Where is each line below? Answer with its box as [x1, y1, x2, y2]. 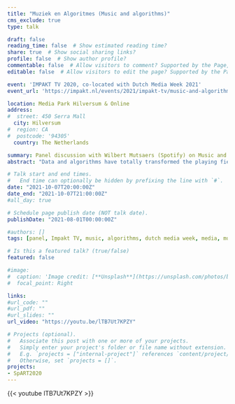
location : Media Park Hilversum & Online [7, 100, 130, 107]
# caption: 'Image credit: [7, 273, 90, 280]
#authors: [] [7, 229, 45, 236]
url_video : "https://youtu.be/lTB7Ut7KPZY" [7, 319, 136, 326]
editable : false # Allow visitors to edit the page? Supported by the [7, 68, 220, 75]
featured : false [7, 254, 55, 261]
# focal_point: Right [7, 280, 73, 287]
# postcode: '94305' [7, 132, 71, 140]
